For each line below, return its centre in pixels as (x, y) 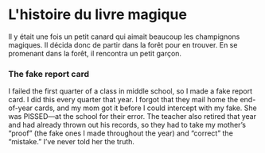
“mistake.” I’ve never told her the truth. (72, 142)
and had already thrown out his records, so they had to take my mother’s (127, 125)
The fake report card (49, 74)
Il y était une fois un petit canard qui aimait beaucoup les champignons (124, 36)
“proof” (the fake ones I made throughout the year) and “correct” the (121, 133)
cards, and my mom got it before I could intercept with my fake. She (146, 108)
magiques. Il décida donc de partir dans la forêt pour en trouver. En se (123, 44)
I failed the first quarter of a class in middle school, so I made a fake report (131, 91)
